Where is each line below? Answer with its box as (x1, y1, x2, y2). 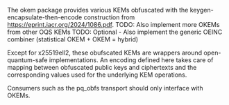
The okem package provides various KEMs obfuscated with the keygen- (7, 6, 214, 14)
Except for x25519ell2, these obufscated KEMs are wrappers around (7, 48, 203, 57)
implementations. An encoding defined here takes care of (49, 56, 214, 64)
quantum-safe (7, 56, 48, 64)
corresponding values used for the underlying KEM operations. (7, 70, 187, 79)
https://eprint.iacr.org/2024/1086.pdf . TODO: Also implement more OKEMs (7, 21, 220, 28)
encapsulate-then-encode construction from (7, 13, 135, 21)
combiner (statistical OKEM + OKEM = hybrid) (7, 35, 139, 44)
